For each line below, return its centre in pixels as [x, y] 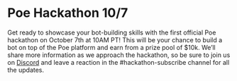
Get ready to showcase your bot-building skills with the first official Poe [112, 32]
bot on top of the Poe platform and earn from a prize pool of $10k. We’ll [111, 47]
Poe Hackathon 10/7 [68, 13]
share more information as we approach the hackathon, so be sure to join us [119, 55]
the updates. [26, 70]
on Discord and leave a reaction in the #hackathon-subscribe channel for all [118, 62]
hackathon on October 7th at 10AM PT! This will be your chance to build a [115, 39]
